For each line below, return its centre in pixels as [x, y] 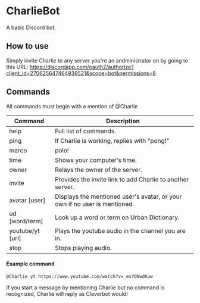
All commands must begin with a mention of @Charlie [72, 106]
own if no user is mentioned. [94, 204]
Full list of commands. [85, 131]
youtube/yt [24, 230]
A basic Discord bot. [31, 27]
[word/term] [26, 221]
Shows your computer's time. [96, 160]
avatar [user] [27, 200]
